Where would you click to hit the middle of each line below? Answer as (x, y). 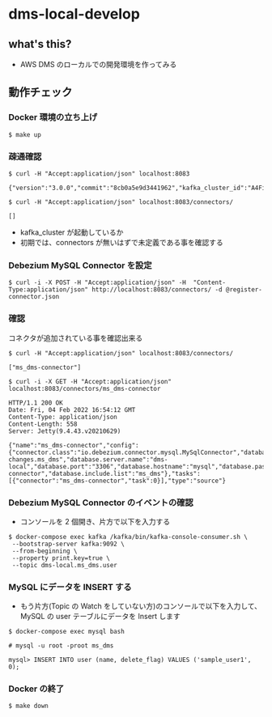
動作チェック (40, 93)
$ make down (28, 706)
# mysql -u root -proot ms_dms (61, 646)
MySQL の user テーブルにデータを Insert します (100, 617)
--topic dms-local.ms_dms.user (64, 565)
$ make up (25, 134)
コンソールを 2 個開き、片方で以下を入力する (95, 521)
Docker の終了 (36, 689)
